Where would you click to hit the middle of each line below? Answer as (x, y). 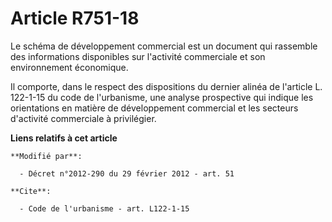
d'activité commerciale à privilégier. (83, 118)
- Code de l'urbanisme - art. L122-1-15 (104, 208)
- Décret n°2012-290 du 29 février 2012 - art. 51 (127, 173)
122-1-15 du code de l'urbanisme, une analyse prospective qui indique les (162, 97)
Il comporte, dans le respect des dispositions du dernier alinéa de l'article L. (166, 86)
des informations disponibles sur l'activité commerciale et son (138, 56)
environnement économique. (69, 67)
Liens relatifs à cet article (64, 138)
